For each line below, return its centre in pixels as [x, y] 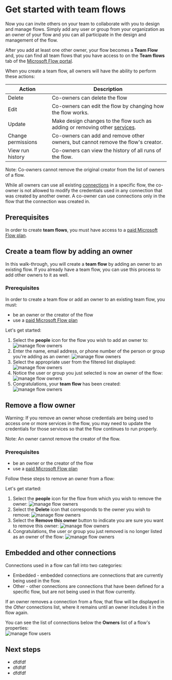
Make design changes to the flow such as [102, 121]
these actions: [20, 76]
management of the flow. [31, 40]
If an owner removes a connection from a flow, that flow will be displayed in [85, 601]
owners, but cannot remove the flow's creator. [107, 142]
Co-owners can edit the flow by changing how [108, 106]
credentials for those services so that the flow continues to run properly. [81, 429]
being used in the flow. [37, 581]
